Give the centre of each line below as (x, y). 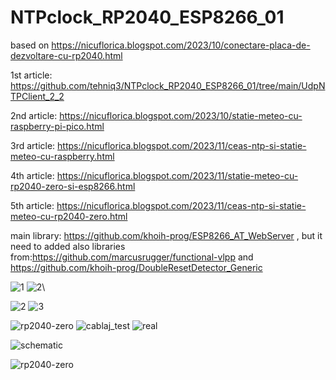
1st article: (31, 75)
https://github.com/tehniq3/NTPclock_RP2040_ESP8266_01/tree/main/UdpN (168, 85)
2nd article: (34, 115)
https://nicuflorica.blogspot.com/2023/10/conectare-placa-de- (181, 45)
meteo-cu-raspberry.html (62, 156)
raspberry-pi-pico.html (57, 126)
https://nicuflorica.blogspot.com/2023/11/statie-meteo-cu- (177, 175)
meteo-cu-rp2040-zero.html (69, 216)
